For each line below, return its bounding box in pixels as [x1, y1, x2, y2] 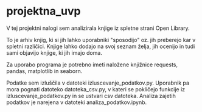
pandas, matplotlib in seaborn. [6, 67, 83, 74]
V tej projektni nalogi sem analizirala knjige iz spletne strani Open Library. [6, 24, 190, 32]
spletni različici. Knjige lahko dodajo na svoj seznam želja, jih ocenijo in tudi [6, 43, 195, 50]
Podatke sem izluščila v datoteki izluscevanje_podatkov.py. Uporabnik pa [6, 79, 190, 86]
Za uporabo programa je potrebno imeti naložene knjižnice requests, [6, 61, 178, 68]
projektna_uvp [6, 4, 81, 18]
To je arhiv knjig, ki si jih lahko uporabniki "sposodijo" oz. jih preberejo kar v [6, 36, 196, 43]
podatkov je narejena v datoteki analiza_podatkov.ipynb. [6, 99, 147, 106]
